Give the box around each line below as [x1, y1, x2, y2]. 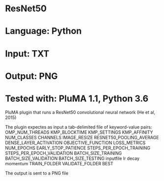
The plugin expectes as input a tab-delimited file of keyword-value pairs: [5, 124, 152, 130]
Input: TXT [5, 48, 50, 59]
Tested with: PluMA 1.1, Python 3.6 [5, 93, 149, 104]
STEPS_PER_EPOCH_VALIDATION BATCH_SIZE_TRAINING [5, 150, 122, 156]
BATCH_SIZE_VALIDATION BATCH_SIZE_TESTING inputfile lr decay [5, 155, 140, 161]
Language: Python [5, 26, 82, 37]
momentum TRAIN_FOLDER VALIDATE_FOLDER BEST [5, 160, 113, 166]
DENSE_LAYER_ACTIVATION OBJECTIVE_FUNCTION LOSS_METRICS [5, 140, 146, 146]
